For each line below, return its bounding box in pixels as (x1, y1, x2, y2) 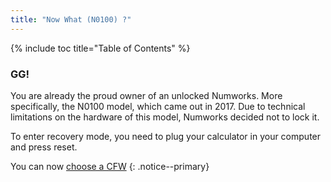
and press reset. (10, 141, 78, 153)
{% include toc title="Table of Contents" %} (10, 42, 191, 54)
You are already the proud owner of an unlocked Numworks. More (10, 89, 283, 101)
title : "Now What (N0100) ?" (10, 14, 132, 25)
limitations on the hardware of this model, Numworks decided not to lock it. (10, 111, 320, 123)
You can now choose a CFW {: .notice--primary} (10, 160, 210, 172)
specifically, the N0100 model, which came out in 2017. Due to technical (10, 100, 306, 112)
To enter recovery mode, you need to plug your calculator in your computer (10, 130, 322, 142)
